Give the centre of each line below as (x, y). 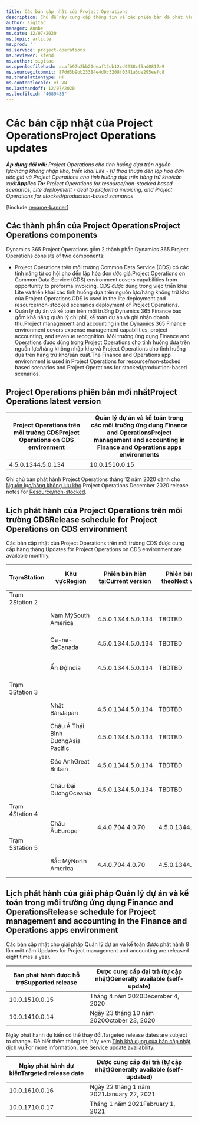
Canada (68, 647)
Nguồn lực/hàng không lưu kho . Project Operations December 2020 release (97, 486)
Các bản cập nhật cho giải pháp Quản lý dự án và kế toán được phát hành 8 (98, 944)
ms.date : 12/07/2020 (32, 34)
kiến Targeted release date (47, 1073)
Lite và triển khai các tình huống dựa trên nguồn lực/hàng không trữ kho (102, 292)
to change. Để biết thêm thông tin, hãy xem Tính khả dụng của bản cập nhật (98, 1041)
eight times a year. (29, 957)
